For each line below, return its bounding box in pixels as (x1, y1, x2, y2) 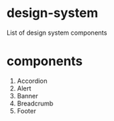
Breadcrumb (16, 99, 54, 108)
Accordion (16, 76, 47, 85)
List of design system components (6, 28, 108, 37)
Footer (16, 106, 37, 115)
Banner (16, 91, 38, 100)
